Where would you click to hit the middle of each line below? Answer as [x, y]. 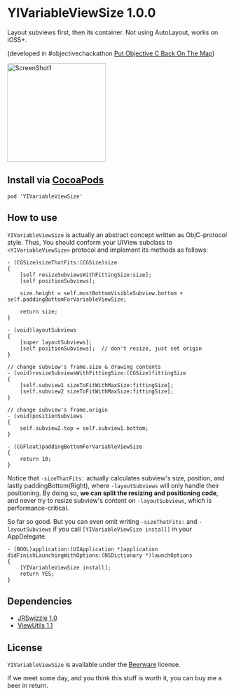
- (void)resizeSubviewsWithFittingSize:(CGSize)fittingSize [97, 373]
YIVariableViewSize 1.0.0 [82, 13]
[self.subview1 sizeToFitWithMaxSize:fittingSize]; [97, 385]
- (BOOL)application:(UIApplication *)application [83, 549]
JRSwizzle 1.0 [37, 618]
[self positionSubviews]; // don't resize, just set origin [111, 349]
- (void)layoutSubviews [42, 330]
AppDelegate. [27, 536]
